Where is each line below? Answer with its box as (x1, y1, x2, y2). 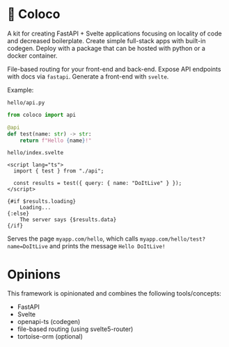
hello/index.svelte (7, 150, 64, 156)
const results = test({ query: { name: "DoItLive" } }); (13, 180, 182, 187)
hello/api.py (7, 99, 45, 106)
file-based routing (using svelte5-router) (17, 325, 134, 333)
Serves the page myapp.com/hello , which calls (7, 234, 139, 243)
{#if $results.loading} (7, 198, 77, 205)
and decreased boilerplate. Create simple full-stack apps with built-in (7, 36, 206, 45)
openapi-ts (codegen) (17, 318, 81, 326)
